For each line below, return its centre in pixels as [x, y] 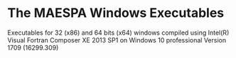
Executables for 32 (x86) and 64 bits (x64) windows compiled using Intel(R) [118, 33]
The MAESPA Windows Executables [116, 13]
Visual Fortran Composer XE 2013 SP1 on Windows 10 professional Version [117, 40]
